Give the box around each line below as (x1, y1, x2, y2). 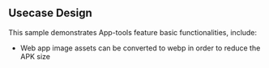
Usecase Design (8, 6, 93, 20)
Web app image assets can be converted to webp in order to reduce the (19, 43, 261, 53)
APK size (19, 51, 51, 61)
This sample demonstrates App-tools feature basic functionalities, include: (8, 27, 258, 37)
